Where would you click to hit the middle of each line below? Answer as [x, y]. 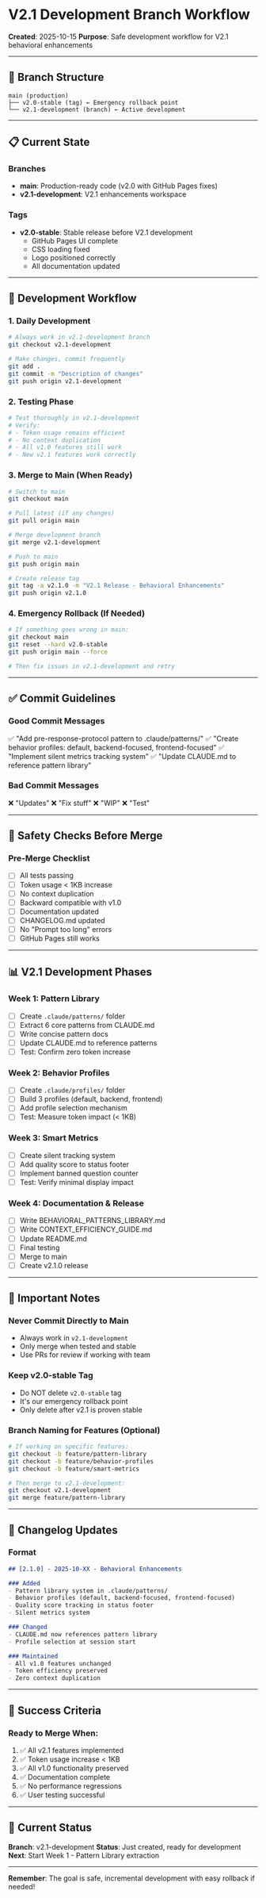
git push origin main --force [58, 652]
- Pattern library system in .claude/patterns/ [88, 1591]
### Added [25, 1583]
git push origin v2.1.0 [47, 593]
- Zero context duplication [55, 1678]
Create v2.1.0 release [54, 1265]
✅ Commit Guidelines [62, 698]
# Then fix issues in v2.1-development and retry [92, 666]
